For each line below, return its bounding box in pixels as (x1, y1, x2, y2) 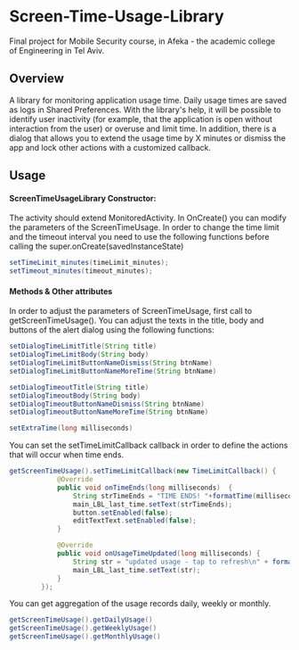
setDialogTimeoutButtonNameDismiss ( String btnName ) (9, 399, 205, 408)
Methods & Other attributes (9, 285, 113, 296)
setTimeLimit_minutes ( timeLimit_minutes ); (9, 259, 169, 267)
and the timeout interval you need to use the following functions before (9, 232, 270, 243)
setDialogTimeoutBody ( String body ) (9, 391, 141, 400)
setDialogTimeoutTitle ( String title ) (9, 383, 149, 391)
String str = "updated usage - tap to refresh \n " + (72, 557, 269, 566)
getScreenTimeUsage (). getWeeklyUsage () (9, 624, 158, 633)
